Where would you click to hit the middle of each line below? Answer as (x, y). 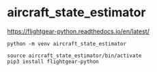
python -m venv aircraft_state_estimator (67, 43)
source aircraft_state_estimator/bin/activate (74, 56)
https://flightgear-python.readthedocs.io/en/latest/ (78, 31)
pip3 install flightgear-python (53, 61)
